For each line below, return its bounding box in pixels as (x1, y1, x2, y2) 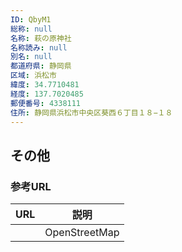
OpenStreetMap (44, 226, 120, 240)
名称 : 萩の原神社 (10, 33, 72, 43)
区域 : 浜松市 (10, 71, 57, 81)
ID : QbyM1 (10, 14, 52, 25)
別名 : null (10, 52, 53, 62)
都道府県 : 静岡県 (10, 61, 72, 71)
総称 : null (10, 24, 53, 34)
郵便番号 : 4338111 (10, 98, 82, 108)
